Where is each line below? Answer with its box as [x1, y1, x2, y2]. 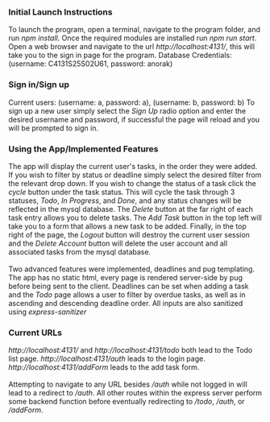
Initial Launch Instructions [8, 6, 113, 18]
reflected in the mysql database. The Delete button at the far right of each [8, 204, 254, 213]
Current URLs [8, 327, 63, 338]
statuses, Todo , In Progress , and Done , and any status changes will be [8, 196, 242, 205]
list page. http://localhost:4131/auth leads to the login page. [8, 354, 206, 364]
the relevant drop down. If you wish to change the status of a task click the [8, 178, 256, 188]
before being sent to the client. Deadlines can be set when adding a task [8, 281, 249, 291]
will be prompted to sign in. [8, 123, 99, 133]
